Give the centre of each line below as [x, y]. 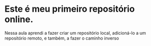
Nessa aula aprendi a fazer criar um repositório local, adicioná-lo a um [75, 33]
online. [19, 19]
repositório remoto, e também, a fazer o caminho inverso [62, 38]
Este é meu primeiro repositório [70, 9]
